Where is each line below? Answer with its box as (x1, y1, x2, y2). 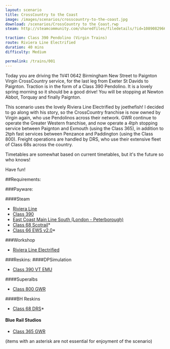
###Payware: (5, 186, 33, 192)
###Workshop (5, 237, 35, 243)
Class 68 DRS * (12, 306, 45, 312)
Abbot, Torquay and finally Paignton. (5, 94, 81, 100)
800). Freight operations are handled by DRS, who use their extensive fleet (5, 136, 161, 142)
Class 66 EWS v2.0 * (12, 227, 56, 233)
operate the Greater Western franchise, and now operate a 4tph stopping (5, 120, 158, 126)
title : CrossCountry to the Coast (5, 12, 78, 17)
